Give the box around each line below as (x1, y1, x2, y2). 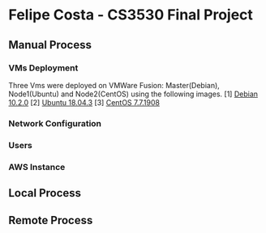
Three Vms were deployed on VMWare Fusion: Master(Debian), (8, 80, 221, 90)
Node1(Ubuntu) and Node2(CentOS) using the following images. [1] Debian (8, 89, 258, 99)
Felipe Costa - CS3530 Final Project (8, 6, 254, 24)
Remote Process (8, 214, 93, 227)
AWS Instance (8, 161, 66, 172)
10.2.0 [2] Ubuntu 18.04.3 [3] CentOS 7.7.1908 (8, 97, 161, 107)
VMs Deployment (8, 62, 79, 74)
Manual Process (8, 38, 92, 52)
